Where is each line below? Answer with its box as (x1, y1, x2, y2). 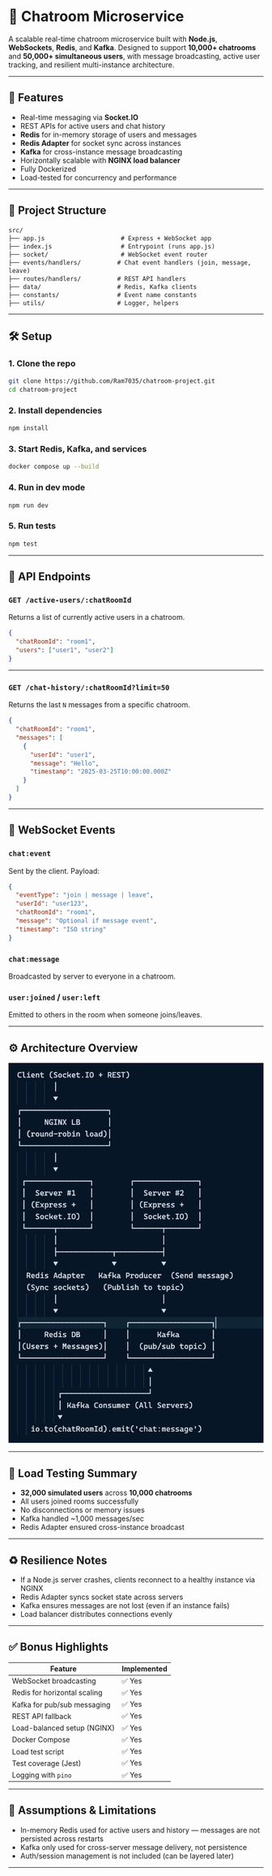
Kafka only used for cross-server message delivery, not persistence (19, 1842, 248, 1852)
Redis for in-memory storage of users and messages (19, 129, 198, 139)
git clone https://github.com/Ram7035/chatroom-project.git (8, 377, 216, 385)
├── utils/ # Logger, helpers (8, 299, 180, 307)
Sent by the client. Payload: (8, 866, 100, 876)
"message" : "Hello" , (29, 759, 100, 767)
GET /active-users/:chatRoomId (8, 596, 132, 605)
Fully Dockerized (19, 163, 77, 173)
